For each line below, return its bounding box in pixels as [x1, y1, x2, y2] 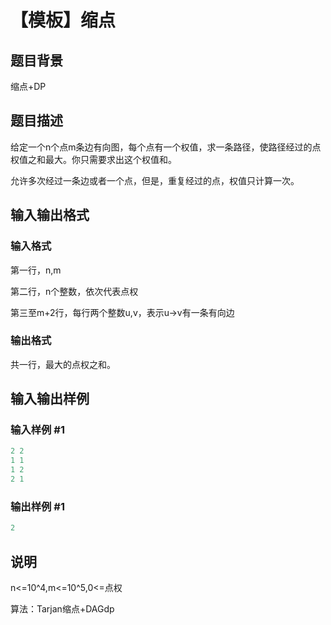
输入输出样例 [10, 391, 90, 408]
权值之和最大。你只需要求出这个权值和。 [10, 153, 177, 165]
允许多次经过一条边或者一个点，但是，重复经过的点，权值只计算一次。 [10, 174, 300, 186]
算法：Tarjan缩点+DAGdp [10, 602, 115, 615]
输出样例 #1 [10, 499, 65, 513]
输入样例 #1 [10, 423, 65, 437]
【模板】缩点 [10, 9, 117, 32]
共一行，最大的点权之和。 [10, 358, 116, 370]
